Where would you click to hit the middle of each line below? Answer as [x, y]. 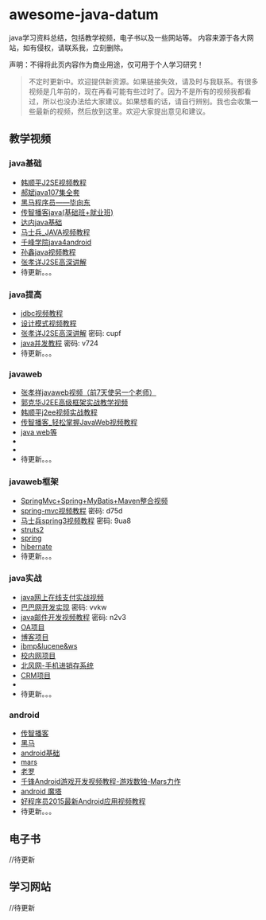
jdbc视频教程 [42, 313]
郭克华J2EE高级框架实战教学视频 [74, 403]
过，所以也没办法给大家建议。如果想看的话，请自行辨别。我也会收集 [140, 101]
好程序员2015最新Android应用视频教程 [83, 801]
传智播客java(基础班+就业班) [67, 212]
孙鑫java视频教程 [48, 251]
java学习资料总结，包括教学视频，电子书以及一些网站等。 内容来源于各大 [128, 37]
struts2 [32, 529]
